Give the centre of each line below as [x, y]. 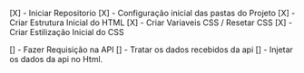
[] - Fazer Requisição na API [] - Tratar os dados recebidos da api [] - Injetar [151, 50]
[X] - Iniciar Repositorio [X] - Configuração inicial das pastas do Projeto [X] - [152, 13]
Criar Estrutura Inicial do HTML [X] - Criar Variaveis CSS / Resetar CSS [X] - [151, 23]
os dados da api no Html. [56, 59]
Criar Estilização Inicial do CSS [67, 32]
